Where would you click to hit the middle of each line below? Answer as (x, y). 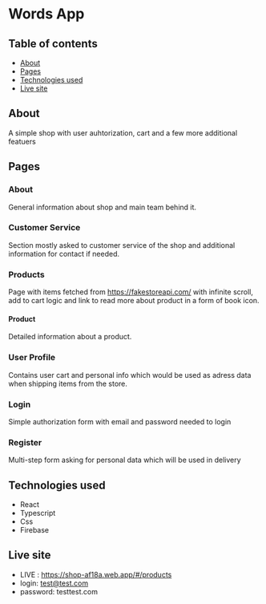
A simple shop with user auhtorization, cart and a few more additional (123, 132)
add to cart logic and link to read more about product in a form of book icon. (134, 301)
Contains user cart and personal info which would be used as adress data (130, 375)
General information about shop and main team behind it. (103, 207)
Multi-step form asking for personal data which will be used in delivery (125, 460)
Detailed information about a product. (70, 337)
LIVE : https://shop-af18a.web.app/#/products (96, 574)
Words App (46, 14)
